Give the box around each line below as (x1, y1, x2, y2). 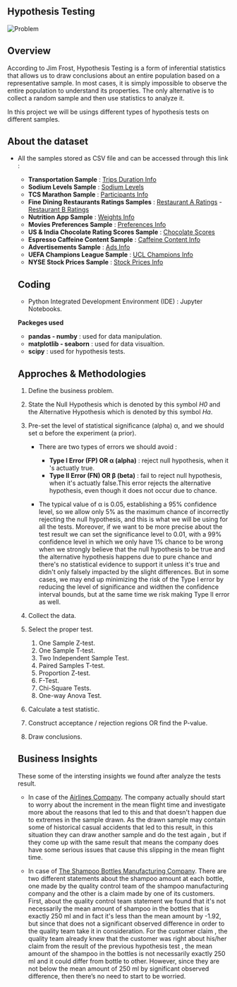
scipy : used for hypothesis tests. (28, 347, 126, 356)
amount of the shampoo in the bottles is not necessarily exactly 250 (28, 949, 226, 957)
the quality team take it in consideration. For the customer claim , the (28, 926, 228, 935)
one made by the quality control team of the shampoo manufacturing (28, 882, 229, 890)
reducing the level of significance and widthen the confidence (38, 583, 219, 591)
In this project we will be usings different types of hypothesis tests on (7, 107, 209, 116)
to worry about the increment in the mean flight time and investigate (28, 800, 226, 809)
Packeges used (17, 318, 64, 327)
